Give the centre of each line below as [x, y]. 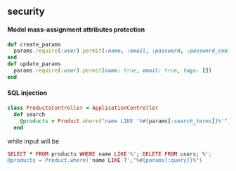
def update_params [34, 64]
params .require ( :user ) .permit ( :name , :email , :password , [99, 51]
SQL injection [27, 93]
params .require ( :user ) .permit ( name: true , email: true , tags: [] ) [113, 71]
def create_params [34, 44]
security [26, 12]
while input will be [33, 141]
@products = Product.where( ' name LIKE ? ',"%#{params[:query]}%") [105, 160]
